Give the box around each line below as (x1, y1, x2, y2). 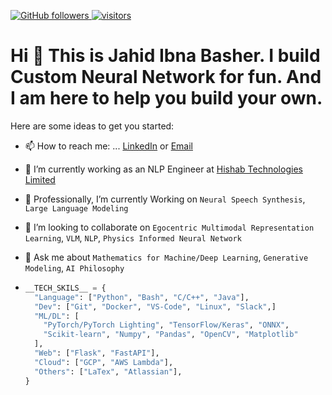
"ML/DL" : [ (34, 311, 80, 321)
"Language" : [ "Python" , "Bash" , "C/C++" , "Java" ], (34, 292, 250, 302)
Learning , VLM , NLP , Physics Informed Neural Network (24, 231, 242, 244)
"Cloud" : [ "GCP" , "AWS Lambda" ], (34, 357, 174, 367)
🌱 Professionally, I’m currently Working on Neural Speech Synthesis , (24, 193, 306, 205)
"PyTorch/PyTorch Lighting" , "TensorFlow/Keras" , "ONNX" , (43, 320, 290, 330)
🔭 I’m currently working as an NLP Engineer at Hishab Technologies (24, 163, 303, 175)
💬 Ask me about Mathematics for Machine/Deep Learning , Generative (24, 251, 309, 263)
